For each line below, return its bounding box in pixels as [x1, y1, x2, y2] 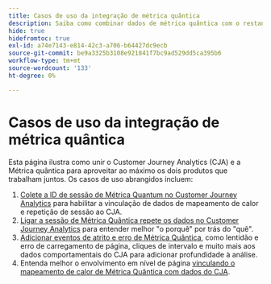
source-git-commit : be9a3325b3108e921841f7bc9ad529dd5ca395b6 [8, 49, 222, 57]
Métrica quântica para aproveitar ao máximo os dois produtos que [8, 166, 228, 175]
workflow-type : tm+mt [8, 57, 81, 65]
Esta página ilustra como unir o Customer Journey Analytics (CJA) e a [8, 157, 241, 167]
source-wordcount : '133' [8, 64, 92, 72]
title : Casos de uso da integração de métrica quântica [8, 11, 200, 20]
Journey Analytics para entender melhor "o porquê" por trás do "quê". [19, 224, 254, 233]
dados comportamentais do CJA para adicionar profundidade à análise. [19, 249, 258, 259]
